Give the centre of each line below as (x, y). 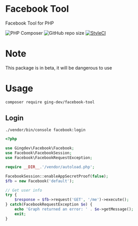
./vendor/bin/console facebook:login (45, 130)
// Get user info (24, 190)
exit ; (20, 214)
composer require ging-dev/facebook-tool (50, 102)
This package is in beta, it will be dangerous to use (59, 67)
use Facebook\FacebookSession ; (39, 153)
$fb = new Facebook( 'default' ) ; (40, 181)
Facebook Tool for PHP (30, 23)
